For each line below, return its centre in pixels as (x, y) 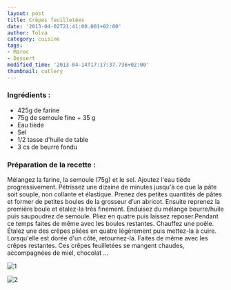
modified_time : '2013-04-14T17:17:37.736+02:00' (78, 65)
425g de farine (38, 110)
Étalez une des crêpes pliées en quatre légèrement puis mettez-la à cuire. (112, 231)
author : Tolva (28, 33)
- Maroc (18, 52)
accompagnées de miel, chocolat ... (58, 253)
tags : (15, 45)
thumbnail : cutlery (35, 71)
